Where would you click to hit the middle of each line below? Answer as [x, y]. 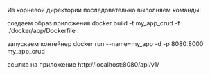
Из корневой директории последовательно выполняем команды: [104, 10]
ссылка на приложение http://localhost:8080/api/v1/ [83, 64]
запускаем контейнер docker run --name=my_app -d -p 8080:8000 [105, 44]
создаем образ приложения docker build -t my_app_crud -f [94, 23]
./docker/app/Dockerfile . [43, 31]
